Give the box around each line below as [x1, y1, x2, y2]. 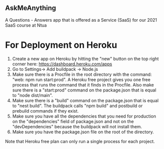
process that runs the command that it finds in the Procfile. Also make [12, 82, 154, 88]
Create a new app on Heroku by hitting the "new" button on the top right [12, 56, 159, 61]
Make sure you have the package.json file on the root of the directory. [12, 129, 154, 135]
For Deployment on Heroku [5, 39, 117, 51]
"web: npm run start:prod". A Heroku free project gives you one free [12, 76, 151, 83]
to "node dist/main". [12, 92, 53, 98]
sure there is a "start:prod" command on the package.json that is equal [12, 87, 157, 93]
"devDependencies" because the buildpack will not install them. [12, 123, 142, 129]
